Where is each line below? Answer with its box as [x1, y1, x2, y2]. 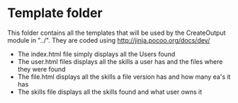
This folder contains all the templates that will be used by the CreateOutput [7, 28, 226, 37]
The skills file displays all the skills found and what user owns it [17, 87, 203, 96]
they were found [17, 65, 66, 73]
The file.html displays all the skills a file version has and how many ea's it [17, 72, 231, 81]
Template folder [7, 5, 103, 21]
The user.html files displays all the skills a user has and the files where [17, 57, 223, 65]
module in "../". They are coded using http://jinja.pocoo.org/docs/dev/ [7, 36, 210, 44]
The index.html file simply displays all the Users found [17, 50, 176, 58]
